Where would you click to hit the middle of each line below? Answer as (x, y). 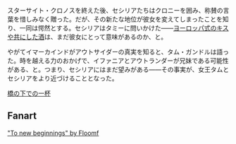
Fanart (22, 116)
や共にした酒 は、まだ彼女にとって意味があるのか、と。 (87, 37)
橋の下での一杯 (29, 93)
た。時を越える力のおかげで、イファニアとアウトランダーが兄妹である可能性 (118, 61)
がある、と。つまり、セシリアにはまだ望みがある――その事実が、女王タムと (118, 70)
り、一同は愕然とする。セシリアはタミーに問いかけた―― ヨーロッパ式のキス (118, 28)
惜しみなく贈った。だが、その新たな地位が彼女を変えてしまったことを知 (124, 19)
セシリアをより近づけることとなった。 (63, 78)
